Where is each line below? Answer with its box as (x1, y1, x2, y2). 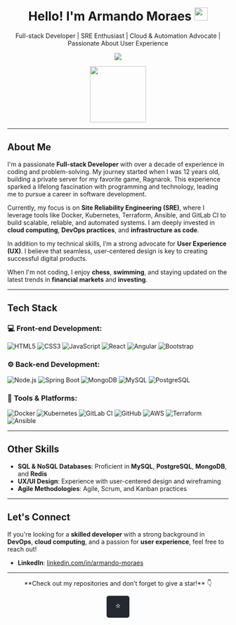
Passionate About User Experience (67, 39, 169, 47)
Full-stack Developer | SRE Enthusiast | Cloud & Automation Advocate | (15, 32, 221, 40)
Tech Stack (7, 302, 58, 314)
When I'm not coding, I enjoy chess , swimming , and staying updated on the (7, 267, 228, 276)
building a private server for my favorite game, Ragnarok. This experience (7, 175, 221, 183)
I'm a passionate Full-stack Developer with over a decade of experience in (7, 160, 225, 168)
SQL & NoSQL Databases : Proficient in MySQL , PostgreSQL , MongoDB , (17, 462, 227, 470)
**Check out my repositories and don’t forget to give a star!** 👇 (24, 579, 212, 587)
